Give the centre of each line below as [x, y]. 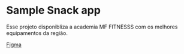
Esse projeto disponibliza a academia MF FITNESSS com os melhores [92, 27]
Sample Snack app [53, 10]
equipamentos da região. [37, 33]
